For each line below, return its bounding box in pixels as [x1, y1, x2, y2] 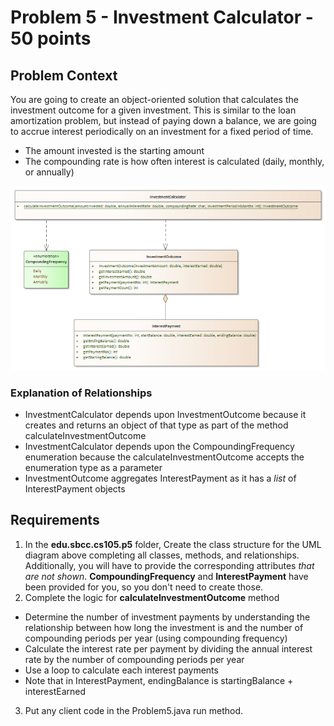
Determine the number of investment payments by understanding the [24, 611, 311, 623]
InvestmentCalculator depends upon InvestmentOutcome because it [24, 409, 307, 421]
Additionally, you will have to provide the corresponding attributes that [24, 559, 315, 571]
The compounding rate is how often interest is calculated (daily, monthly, [24, 156, 325, 167]
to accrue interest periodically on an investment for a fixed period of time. [10, 126, 314, 137]
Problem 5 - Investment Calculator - [10, 6, 314, 29]
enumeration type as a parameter [24, 462, 163, 474]
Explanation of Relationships [10, 386, 153, 400]
